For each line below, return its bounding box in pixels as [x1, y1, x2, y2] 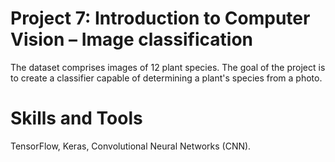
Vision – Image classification [10, 28, 253, 51]
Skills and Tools [10, 107, 143, 130]
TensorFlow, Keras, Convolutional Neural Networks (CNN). [10, 140, 252, 152]
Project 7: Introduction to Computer [10, 7, 311, 30]
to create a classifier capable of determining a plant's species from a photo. [10, 72, 323, 84]
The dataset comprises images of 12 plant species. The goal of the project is [10, 61, 326, 73]
